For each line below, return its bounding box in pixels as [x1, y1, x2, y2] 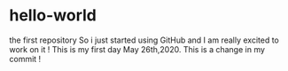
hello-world [9, 5, 97, 26]
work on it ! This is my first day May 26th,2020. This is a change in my [9, 43, 266, 54]
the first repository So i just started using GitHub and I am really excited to [9, 35, 279, 45]
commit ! [9, 53, 42, 64]
